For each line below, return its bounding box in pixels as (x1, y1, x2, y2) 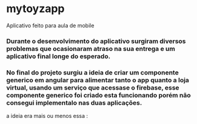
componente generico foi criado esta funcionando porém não (6, 91, 191, 99)
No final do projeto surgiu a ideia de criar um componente (6, 68, 179, 77)
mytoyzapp (6, 2, 65, 16)
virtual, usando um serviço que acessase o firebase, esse (6, 83, 180, 92)
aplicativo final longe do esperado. (6, 52, 111, 60)
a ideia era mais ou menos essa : (6, 113, 88, 120)
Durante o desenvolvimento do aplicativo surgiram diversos (6, 37, 186, 45)
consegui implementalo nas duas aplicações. (6, 99, 142, 107)
